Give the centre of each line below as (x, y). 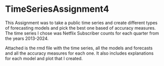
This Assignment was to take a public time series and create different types (82, 23)
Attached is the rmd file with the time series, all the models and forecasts (79, 48)
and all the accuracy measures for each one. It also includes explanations (79, 53)
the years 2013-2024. (27, 38)
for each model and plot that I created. (44, 58)
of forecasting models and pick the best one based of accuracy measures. (81, 28)
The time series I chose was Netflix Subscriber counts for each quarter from (82, 33)
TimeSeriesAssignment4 (57, 9)
